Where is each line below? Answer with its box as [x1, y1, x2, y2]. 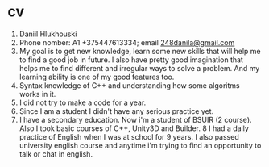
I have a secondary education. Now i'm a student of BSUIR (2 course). [19, 115, 252, 124]
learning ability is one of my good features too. [19, 72, 175, 81]
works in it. [19, 89, 56, 98]
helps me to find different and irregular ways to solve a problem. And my [19, 63, 260, 73]
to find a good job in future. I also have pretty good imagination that [19, 55, 243, 65]
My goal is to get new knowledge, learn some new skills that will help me [19, 46, 261, 56]
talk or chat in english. [19, 148, 93, 159]
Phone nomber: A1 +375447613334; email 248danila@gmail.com [19, 37, 235, 47]
